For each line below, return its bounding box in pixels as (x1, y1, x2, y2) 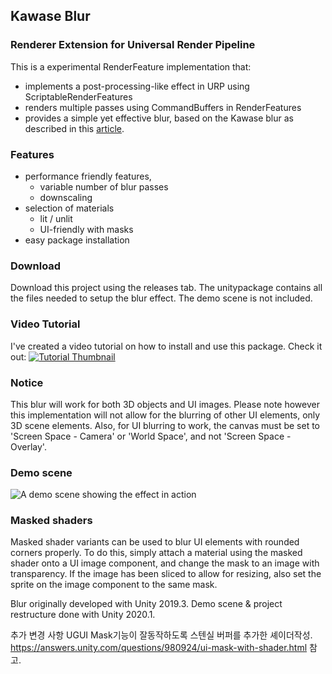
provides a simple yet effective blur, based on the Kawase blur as (24, 112, 294, 124)
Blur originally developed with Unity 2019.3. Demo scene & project (10, 598, 283, 610)
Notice (10, 375, 44, 389)
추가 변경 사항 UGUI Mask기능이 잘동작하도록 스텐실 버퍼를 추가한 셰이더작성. (10, 629, 313, 641)
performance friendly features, (24, 170, 152, 182)
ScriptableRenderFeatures (24, 90, 133, 103)
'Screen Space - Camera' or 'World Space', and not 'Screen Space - (10, 430, 292, 442)
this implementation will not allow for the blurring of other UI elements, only (10, 409, 321, 421)
